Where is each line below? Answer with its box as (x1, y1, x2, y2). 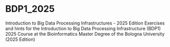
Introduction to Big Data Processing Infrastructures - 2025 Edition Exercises (5, 20, 165, 26)
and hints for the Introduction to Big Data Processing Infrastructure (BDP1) (5, 25, 161, 31)
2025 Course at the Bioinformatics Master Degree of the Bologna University (5, 31, 165, 37)
